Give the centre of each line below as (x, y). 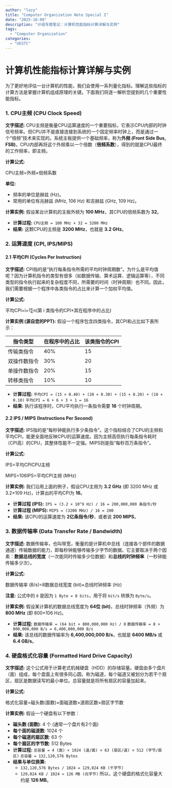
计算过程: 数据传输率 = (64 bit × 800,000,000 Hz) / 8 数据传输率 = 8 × (86, 624)
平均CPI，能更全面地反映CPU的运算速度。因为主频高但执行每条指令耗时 (81, 436)
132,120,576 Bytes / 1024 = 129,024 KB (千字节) (72, 768)
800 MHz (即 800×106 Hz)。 (36, 613)
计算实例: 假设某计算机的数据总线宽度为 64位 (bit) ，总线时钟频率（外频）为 (85, 606)
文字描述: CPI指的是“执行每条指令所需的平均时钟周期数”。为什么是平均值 (82, 270)
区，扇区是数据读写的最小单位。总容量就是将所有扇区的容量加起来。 (77, 680)
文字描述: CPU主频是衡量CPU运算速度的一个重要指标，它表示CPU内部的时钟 (86, 125)
